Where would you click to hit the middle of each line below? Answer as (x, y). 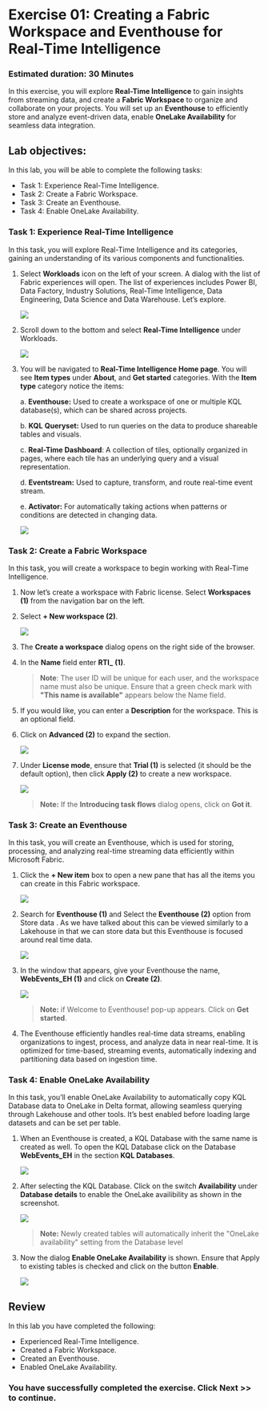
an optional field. (48, 719)
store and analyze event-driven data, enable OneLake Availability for (122, 117)
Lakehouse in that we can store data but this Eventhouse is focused (131, 932)
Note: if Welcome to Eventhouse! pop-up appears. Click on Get (144, 1009)
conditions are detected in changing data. (88, 514)
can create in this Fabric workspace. (80, 883)
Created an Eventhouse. (60, 1358)
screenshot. (40, 1203)
